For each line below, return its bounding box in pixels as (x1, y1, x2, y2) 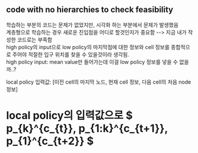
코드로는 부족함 (17, 36, 52, 43)
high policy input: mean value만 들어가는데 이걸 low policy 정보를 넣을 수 (6, 58, 178, 65)
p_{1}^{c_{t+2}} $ (6, 135, 94, 148)
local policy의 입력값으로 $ (6, 109, 133, 122)
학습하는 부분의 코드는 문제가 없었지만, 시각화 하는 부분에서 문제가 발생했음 (6, 21, 179, 28)
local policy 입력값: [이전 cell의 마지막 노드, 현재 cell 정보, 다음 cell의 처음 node (6, 78, 191, 85)
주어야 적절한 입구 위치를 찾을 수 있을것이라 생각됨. (12, 50, 129, 58)
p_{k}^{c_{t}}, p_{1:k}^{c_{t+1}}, (6, 122, 168, 135)
